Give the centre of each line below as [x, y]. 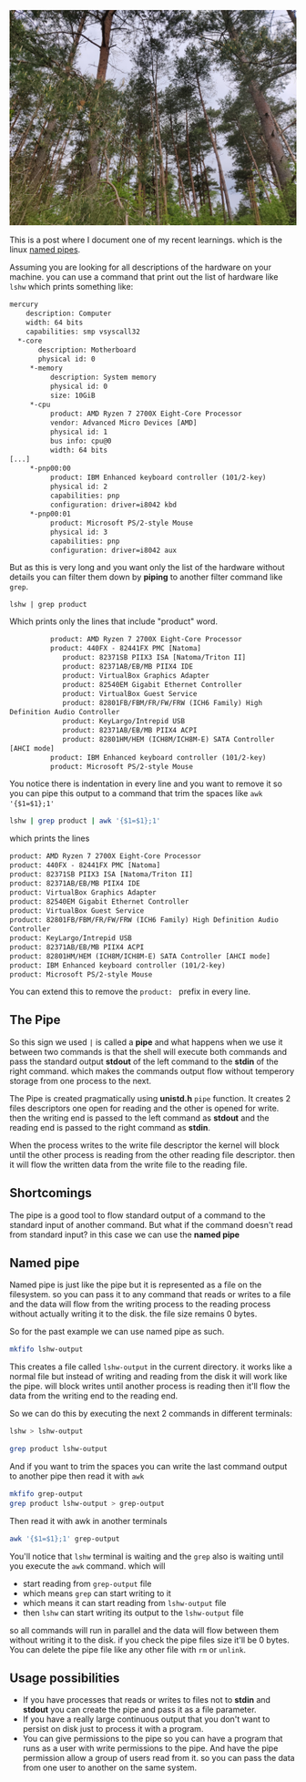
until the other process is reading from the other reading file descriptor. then [153, 1154]
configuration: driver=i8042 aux [113, 550]
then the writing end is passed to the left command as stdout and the [139, 1118]
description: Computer [69, 313]
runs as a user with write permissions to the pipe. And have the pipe [150, 1748]
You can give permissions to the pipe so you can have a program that [153, 1739]
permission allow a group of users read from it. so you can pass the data [158, 1758]
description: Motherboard [87, 350]
